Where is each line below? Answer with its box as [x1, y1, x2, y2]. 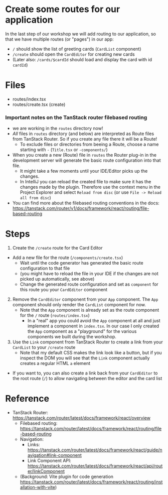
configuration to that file [20, 265, 70, 272]
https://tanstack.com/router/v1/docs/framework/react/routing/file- [12, 205, 149, 211]
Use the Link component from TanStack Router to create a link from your [12, 339, 163, 345]
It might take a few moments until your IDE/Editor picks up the [20, 168, 148, 174]
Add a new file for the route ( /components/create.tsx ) [12, 255, 123, 261]
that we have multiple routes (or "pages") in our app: [5, 36, 114, 42]
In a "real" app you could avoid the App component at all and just [27, 318, 160, 324]
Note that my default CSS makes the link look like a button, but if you [20, 350, 162, 356]
